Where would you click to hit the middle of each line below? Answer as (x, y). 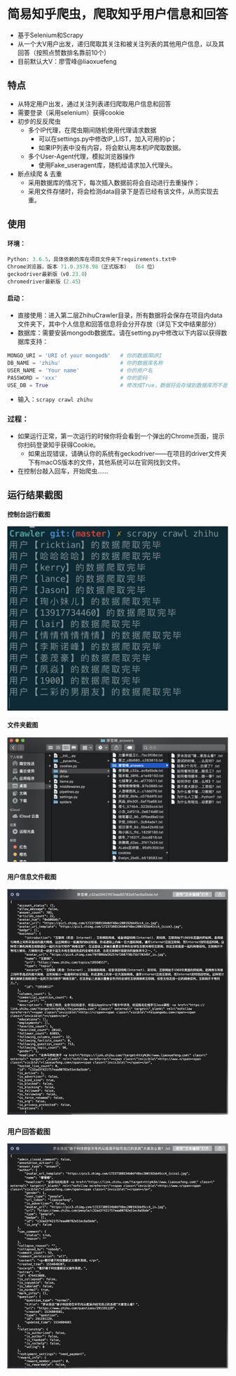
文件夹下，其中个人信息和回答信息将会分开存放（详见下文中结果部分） (119, 324)
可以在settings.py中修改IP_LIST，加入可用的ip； (107, 139)
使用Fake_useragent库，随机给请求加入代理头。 (107, 165)
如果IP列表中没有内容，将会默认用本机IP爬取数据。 (111, 147)
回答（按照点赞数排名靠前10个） (64, 53)
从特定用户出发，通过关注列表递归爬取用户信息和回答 (94, 104)
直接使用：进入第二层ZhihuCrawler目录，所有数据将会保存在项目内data (120, 315)
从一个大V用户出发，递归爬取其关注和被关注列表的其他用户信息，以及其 (121, 43)
